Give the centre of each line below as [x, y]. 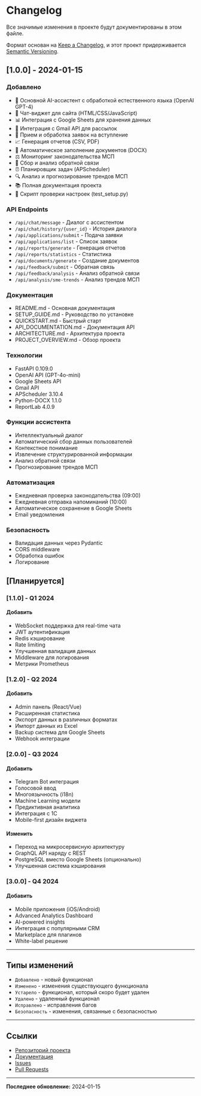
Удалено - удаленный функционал [57, 999]
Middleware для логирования [52, 657]
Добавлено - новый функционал [54, 980]
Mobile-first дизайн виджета [51, 820]
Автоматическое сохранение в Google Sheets [73, 508]
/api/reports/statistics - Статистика [63, 254]
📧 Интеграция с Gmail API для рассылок [66, 128]
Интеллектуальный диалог [49, 435]
